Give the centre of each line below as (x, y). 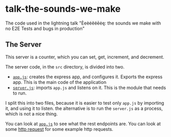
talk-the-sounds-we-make (63, 9)
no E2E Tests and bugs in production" (45, 28)
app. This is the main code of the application (59, 82)
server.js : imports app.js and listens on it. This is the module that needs (89, 87)
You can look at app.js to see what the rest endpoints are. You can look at (83, 124)
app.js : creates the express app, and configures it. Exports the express (88, 77)
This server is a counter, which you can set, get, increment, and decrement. (85, 57)
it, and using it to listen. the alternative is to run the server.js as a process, (84, 108)
